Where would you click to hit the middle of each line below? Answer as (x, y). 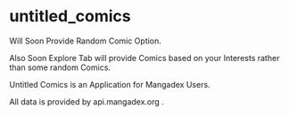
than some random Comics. (60, 67)
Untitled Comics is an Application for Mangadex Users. (110, 84)
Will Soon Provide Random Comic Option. (86, 41)
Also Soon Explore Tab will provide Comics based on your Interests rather (144, 58)
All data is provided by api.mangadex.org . (87, 101)
